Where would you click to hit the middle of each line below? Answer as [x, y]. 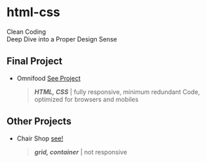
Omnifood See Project [49, 78]
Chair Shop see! [40, 138]
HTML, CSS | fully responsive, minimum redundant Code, [117, 91]
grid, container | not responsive [81, 152]
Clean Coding [26, 32]
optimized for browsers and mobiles [86, 99]
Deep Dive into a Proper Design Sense [62, 39]
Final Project [34, 61]
